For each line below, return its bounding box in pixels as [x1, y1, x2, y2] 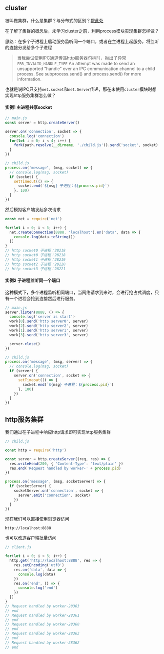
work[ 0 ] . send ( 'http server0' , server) [9, 319, 89, 324]
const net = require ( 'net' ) [5, 216, 62, 221]
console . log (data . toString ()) [14, 234, 76, 239]
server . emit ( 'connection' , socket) [18, 493, 91, 498]
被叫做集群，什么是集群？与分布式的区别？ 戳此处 [5, 17, 103, 24]
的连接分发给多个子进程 [5, 44, 52, 50]
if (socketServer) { [9, 484, 51, 489]
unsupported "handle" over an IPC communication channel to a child [17, 66, 155, 72]
